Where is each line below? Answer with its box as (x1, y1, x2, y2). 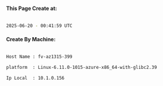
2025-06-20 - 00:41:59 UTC (6, 23, 73, 29)
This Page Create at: (6, 5, 57, 12)
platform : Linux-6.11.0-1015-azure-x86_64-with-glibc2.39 (6, 65, 158, 71)
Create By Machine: (6, 35, 56, 42)
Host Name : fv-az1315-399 (6, 54, 73, 60)
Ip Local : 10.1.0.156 (6, 75, 65, 81)
